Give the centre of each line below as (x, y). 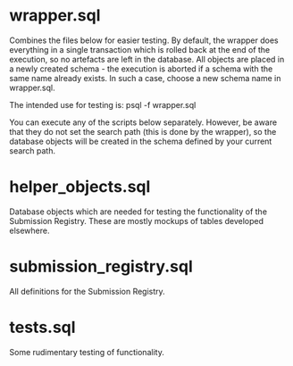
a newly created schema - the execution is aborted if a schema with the (141, 69)
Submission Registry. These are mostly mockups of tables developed (137, 220)
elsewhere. (29, 230)
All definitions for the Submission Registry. (87, 291)
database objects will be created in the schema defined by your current (141, 141)
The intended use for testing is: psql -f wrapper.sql (103, 104)
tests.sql (42, 328)
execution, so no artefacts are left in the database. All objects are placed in (147, 59)
